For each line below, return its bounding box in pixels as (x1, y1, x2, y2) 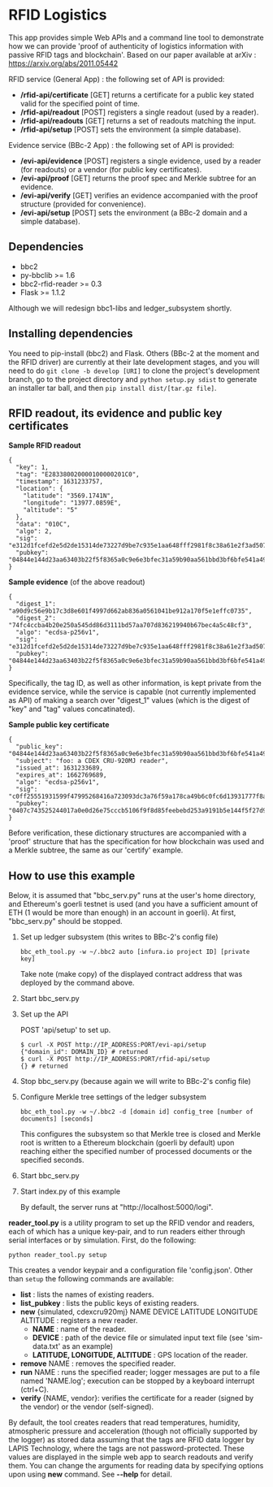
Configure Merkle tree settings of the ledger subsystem (19, 1092, 207, 1102)
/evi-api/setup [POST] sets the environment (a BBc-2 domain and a (19, 207, 248, 217)
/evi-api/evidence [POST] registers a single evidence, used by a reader (19, 156, 262, 166)
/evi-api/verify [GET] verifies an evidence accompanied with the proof (19, 190, 258, 200)
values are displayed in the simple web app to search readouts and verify (8, 1452, 253, 1462)
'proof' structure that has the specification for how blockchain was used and (8, 837, 265, 847)
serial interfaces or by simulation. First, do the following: (8, 1235, 197, 1245)
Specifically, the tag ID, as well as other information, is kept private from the (8, 678, 262, 688)
